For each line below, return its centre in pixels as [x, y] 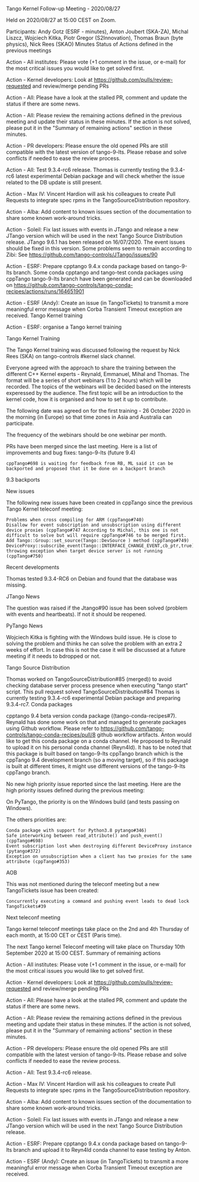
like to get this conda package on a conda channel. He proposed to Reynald [99, 741]
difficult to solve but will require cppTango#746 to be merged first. [96, 536]
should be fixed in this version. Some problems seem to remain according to [99, 248]
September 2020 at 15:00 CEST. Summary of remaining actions [84, 953]
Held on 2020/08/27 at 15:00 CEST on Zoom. [61, 20]
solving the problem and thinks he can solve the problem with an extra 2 [94, 643]
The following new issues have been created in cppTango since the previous [99, 503]
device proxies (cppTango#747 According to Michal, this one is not [92, 530]
